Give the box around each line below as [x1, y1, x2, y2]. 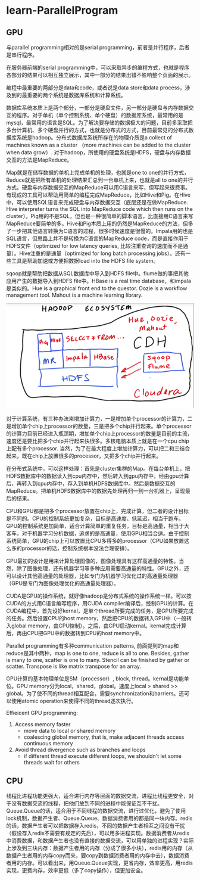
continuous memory [23, 739, 73, 747]
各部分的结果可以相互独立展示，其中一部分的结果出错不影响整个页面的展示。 [6, 71, 194, 78]
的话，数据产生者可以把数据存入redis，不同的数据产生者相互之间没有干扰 [6, 822, 186, 829]
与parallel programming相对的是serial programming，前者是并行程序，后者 [6, 44, 190, 51]
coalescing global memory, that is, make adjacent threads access [23, 733, 185, 741]
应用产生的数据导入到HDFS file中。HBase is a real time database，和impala [6, 278, 192, 284]
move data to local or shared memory [23, 727, 116, 734]
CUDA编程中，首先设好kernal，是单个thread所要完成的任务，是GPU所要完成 [6, 607, 193, 614]
